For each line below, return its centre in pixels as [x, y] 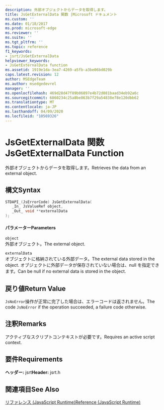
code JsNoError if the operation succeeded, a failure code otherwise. [76, 307]
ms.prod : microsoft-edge [31, 28]
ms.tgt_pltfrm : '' [24, 42]
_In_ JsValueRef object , [38, 206]
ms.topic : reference [27, 47]
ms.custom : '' [20, 19]
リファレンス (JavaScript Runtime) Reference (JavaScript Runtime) [73, 402]
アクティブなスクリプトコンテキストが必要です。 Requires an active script [80, 337]
